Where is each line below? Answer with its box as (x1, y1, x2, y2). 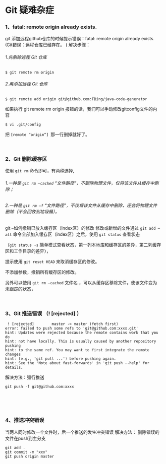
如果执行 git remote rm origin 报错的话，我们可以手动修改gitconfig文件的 (5, 106, 153, 112)
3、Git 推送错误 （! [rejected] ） (5, 310, 82, 317)
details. (5, 365, 23, 370)
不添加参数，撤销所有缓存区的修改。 (5, 269, 79, 275)
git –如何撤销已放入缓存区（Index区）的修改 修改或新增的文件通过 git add (5, 225, 156, 231)
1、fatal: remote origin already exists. (5, 23, 97, 30)
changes (5, 352, 21, 357)
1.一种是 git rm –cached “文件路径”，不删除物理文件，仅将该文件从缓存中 (5, 180, 155, 186)
